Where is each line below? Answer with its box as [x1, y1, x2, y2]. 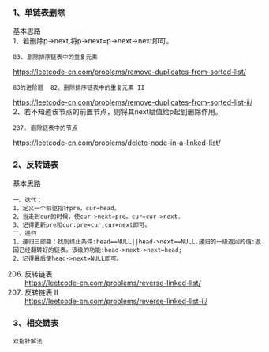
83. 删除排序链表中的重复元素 [13, 54, 98, 61]
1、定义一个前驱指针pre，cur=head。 [13, 204, 121, 212]
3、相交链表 [13, 317, 59, 328]
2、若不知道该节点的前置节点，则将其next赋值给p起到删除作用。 [13, 107, 222, 117]
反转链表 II [24, 287, 58, 297]
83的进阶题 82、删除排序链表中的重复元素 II [13, 84, 145, 92]
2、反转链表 [13, 159, 59, 170]
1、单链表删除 [13, 6, 65, 17]
